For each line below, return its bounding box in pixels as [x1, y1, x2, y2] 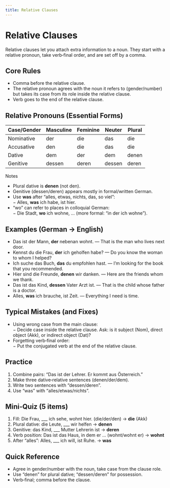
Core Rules [5, 66, 41, 75]
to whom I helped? [12, 255, 52, 261]
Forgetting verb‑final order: [12, 337, 70, 343]
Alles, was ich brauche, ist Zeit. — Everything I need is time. [12, 293, 139, 299]
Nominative [8, 135, 36, 142]
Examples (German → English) [5, 225, 104, 234]
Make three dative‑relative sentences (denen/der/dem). [12, 377, 129, 383]
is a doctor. [12, 287, 37, 293]
